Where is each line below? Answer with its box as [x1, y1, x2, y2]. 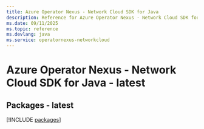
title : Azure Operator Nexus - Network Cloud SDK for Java [6, 8, 159, 15]
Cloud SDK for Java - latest [6, 76, 146, 90]
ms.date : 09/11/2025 [6, 20, 59, 26]
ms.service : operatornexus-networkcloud [6, 37, 110, 43]
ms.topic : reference [6, 25, 59, 32]
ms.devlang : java [6, 31, 50, 38]
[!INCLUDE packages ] [6, 116, 61, 123]
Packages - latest [6, 100, 74, 110]
